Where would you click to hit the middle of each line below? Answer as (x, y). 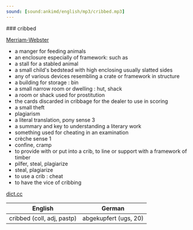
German (113, 208)
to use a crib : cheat (39, 176)
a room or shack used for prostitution (59, 95)
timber (23, 157)
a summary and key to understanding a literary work (78, 126)
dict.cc (14, 194)
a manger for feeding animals (50, 51)
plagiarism (27, 114)
